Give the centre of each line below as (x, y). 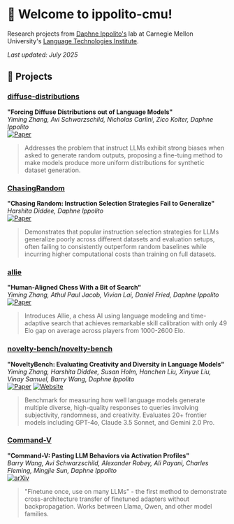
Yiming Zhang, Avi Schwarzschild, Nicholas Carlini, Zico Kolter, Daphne (110, 119)
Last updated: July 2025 (43, 55)
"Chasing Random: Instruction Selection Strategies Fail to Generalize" (111, 203)
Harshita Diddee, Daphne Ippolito (55, 211)
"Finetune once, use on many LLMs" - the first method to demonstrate (125, 491)
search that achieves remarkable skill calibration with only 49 (139, 323)
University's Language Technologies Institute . (73, 41)
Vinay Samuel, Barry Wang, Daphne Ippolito (71, 379)
